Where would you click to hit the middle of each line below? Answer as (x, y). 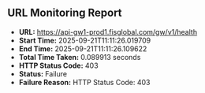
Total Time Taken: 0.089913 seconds (80, 57)
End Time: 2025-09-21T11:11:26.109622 (83, 48)
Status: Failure (43, 73)
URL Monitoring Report (65, 13)
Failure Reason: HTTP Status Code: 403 (84, 82)
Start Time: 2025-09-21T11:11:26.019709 (85, 40)
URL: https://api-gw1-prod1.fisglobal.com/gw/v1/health (108, 32)
